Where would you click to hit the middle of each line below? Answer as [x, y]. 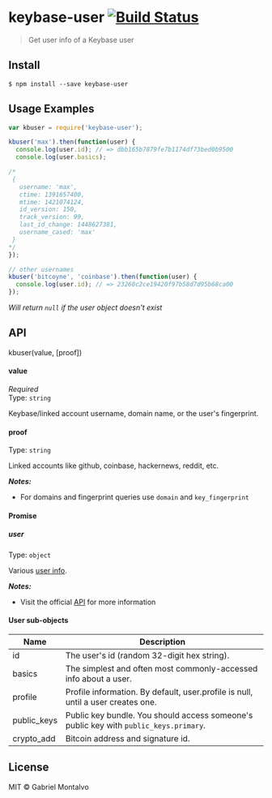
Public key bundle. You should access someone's [159, 715]
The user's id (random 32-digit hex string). [147, 655]
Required [23, 389]
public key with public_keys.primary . [136, 726]
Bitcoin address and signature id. [127, 739]
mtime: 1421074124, [52, 202]
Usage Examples [51, 109]
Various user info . [38, 570]
